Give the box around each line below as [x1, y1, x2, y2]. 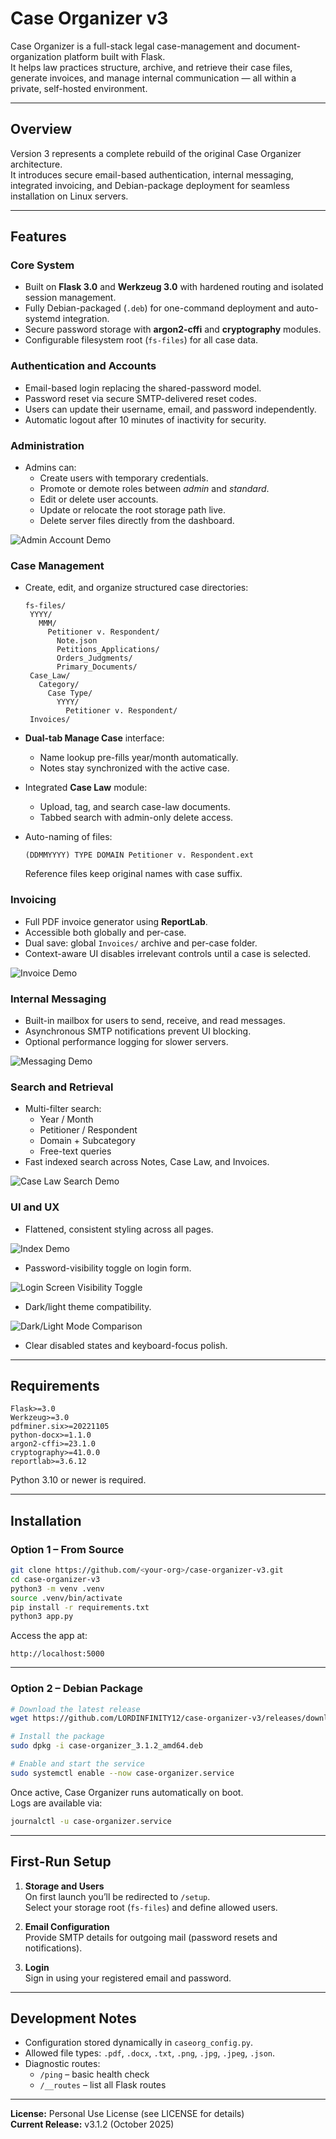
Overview [10, 121, 73, 138]
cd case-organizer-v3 [10, 1574, 101, 1584]
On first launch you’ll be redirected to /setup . [24, 1890, 211, 1902]
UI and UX [10, 1200, 60, 1214]
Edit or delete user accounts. [39, 493, 159, 506]
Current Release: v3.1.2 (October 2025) [10, 2118, 175, 2131]
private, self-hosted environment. [10, 82, 148, 94]
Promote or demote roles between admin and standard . [39, 483, 270, 495]
